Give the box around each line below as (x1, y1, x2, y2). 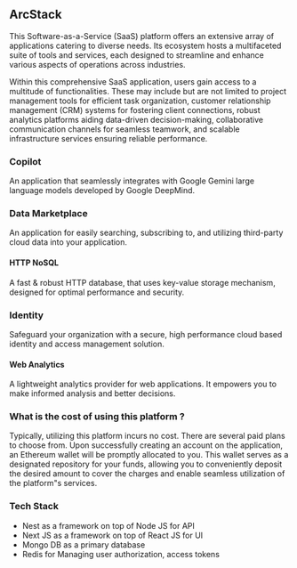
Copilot (9, 155, 42, 167)
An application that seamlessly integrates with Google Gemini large (9, 175, 255, 186)
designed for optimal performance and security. (9, 287, 185, 297)
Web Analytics (9, 359, 65, 369)
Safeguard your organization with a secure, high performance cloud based (9, 329, 283, 339)
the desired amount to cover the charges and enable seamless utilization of (9, 468, 285, 479)
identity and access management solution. (9, 338, 165, 349)
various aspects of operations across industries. (9, 59, 186, 69)
